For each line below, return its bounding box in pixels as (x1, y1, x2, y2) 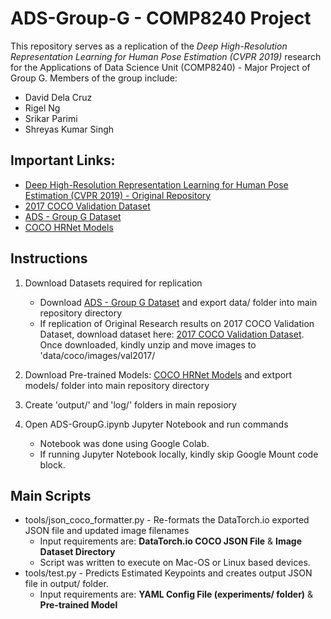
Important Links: (10, 152, 116, 169)
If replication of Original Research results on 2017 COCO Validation (39, 317, 315, 329)
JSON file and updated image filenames (24, 525, 190, 537)
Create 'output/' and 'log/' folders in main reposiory (24, 398, 237, 411)
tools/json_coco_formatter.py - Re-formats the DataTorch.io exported (24, 514, 310, 526)
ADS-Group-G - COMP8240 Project (10, 7, 312, 30)
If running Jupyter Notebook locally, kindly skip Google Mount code (39, 448, 319, 460)
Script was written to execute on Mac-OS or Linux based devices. (39, 557, 311, 569)
